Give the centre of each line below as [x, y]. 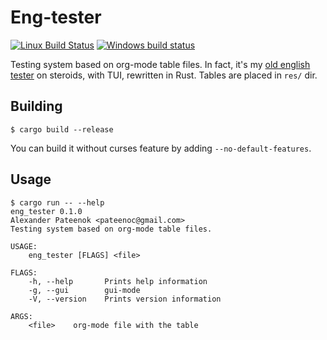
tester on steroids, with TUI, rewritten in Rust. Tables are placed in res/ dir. [164, 75]
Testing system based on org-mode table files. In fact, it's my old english [160, 64]
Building [36, 106]
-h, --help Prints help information [118, 281]
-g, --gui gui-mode [84, 290]
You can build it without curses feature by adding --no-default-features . [161, 148]
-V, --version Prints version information [125, 299]
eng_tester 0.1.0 [46, 211]
